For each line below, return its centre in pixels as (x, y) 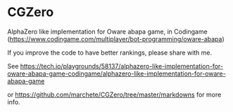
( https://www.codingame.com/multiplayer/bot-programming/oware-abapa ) (116, 38)
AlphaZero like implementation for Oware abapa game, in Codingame (107, 31)
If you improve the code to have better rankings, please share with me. (110, 52)
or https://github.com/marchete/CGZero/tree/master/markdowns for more (114, 94)
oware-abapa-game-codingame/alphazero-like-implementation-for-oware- (117, 73)
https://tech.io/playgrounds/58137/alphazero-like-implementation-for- (122, 66)
